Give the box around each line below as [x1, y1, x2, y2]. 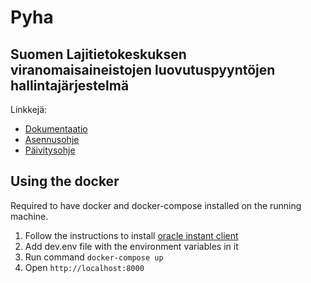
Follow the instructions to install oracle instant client [24, 229, 239, 241]
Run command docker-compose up [24, 251, 164, 263]
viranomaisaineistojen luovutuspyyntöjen [10, 61, 276, 78]
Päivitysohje [24, 144, 76, 156]
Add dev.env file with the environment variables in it [24, 240, 239, 252]
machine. [10, 210, 49, 222]
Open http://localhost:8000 [24, 261, 145, 273]
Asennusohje [24, 134, 80, 145]
